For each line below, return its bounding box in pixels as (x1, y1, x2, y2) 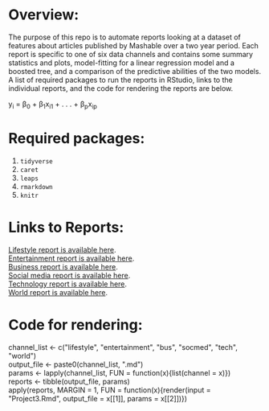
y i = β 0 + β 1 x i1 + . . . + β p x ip (8, 99, 98, 110)
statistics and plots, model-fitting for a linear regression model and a (8, 58, 235, 68)
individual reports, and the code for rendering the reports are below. (8, 83, 234, 93)
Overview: (8, 6, 79, 24)
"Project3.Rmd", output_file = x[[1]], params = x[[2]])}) (8, 393, 187, 403)
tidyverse (19, 157, 54, 166)
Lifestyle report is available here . (8, 245, 116, 254)
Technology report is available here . (8, 279, 127, 289)
